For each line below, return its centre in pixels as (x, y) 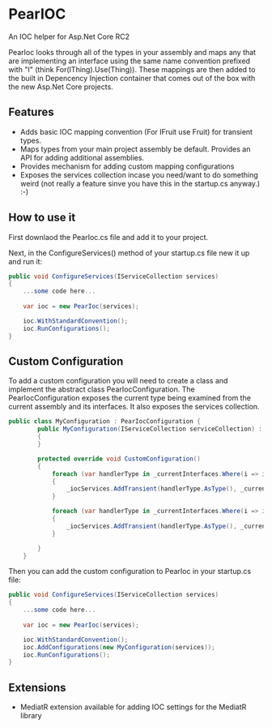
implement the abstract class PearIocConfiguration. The (102, 389)
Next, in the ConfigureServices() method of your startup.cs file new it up (129, 253)
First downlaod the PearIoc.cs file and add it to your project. (108, 237)
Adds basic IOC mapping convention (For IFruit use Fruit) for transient (136, 131)
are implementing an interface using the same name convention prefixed (130, 61)
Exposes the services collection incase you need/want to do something (139, 174)
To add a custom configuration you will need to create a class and (118, 381)
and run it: (25, 261)
